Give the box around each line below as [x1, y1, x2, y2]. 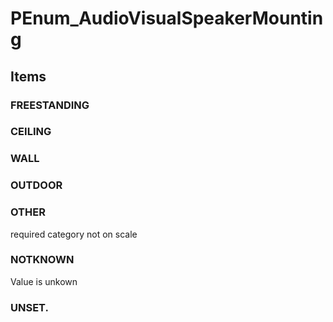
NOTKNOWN [10, 253, 75, 267]
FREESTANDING [10, 98, 90, 112]
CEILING [10, 125, 52, 139]
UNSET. [10, 300, 49, 314]
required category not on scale [10, 228, 138, 240]
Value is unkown [10, 275, 78, 287]
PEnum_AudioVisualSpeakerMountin [10, 7, 324, 30]
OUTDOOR [10, 178, 63, 192]
